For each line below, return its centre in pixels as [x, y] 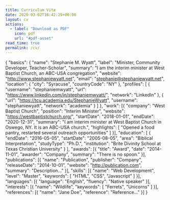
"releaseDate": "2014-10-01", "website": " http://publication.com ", [74, 165]
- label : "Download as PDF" [40, 29]
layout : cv [17, 19]
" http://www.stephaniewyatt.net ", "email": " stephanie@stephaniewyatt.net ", [85, 78]
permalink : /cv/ [22, 48]
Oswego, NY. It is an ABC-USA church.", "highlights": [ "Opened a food [80, 127]
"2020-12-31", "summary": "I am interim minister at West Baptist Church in [83, 122]
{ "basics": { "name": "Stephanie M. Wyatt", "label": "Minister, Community [83, 62]
